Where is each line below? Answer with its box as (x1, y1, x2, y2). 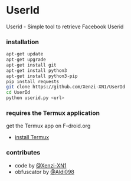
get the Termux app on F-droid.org (6, 122, 91, 130)
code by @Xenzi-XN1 (14, 162, 67, 169)
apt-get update (6, 51, 44, 57)
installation (6, 38, 40, 46)
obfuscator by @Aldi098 (14, 168, 75, 175)
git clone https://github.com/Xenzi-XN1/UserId (6, 84, 126, 90)
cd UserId (6, 90, 31, 96)
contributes (6, 149, 41, 157)
